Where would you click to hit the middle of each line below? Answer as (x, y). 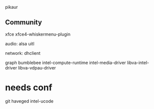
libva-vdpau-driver (37, 67)
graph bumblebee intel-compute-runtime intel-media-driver (66, 63)
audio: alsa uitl (20, 44)
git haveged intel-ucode (29, 101)
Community (24, 22)
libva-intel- (138, 63)
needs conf (29, 87)
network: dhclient (23, 53)
